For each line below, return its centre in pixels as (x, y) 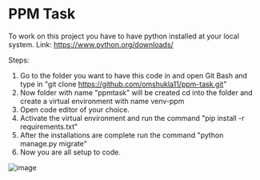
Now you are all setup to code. (70, 152)
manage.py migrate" (54, 143)
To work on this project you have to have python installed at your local (124, 36)
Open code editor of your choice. (74, 110)
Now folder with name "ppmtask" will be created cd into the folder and (136, 92)
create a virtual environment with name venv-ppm (102, 101)
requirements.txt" (49, 126)
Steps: (19, 60)
